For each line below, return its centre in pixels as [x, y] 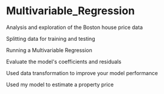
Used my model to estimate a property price [60, 85]
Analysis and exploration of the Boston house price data [75, 27]
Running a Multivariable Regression [49, 50]
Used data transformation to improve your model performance [82, 73]
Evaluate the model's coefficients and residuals [64, 61]
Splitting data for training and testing [51, 38]
